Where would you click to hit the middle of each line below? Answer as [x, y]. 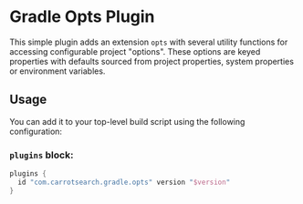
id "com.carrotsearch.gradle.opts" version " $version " [124, 182]
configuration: [36, 131]
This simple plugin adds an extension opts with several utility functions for [149, 42]
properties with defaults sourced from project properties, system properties [152, 61]
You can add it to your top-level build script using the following [127, 121]
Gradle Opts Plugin [82, 17]
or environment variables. [57, 71]
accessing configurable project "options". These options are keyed [135, 51]
